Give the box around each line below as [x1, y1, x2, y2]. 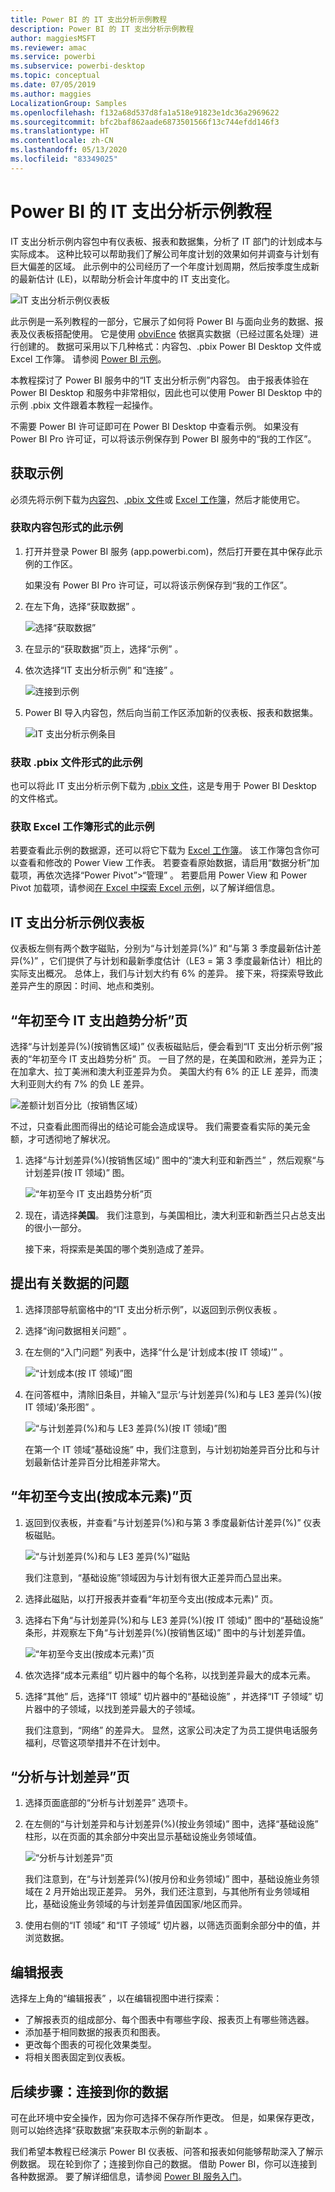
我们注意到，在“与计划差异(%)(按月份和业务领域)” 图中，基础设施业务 [24, 1873, 312, 1885]
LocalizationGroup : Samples [10, 98, 128, 108]
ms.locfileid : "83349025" [10, 154, 118, 164]
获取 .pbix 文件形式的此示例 [10, 755, 143, 769]
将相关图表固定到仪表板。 [24, 2051, 131, 2063]
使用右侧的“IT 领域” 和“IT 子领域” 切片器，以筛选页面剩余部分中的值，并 [24, 1919, 321, 1931]
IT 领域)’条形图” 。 [24, 1401, 101, 1413]
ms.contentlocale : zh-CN [10, 136, 114, 146]
